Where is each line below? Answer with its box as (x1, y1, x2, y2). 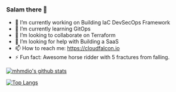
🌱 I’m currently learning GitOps (14, 25, 91, 32)
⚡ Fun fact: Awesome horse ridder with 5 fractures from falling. (14, 54, 170, 61)
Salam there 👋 (6, 5, 48, 14)
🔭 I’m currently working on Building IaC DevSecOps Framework (14, 19, 171, 26)
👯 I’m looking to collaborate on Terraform (14, 32, 116, 39)
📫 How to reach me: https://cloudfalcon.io (14, 45, 121, 52)
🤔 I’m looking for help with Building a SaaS (14, 38, 119, 45)
